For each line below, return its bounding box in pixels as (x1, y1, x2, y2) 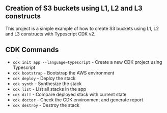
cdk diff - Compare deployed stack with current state (12, 91, 127, 97)
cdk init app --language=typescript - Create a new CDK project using (12, 59, 162, 65)
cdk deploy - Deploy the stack (12, 75, 76, 81)
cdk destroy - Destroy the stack (12, 102, 80, 108)
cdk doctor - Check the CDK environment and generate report (12, 96, 144, 103)
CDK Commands (5, 46, 59, 54)
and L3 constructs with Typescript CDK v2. (5, 30, 96, 37)
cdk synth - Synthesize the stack (12, 81, 82, 87)
